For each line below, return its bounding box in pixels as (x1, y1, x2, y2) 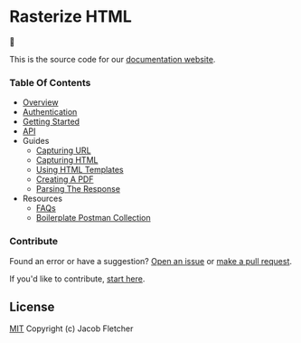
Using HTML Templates (35, 165, 124, 176)
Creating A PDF (35, 174, 94, 185)
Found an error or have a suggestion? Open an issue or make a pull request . (9, 255, 292, 266)
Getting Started (22, 116, 80, 128)
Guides (22, 136, 50, 147)
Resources (22, 193, 63, 205)
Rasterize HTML (9, 6, 133, 27)
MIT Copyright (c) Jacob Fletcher (9, 323, 134, 334)
